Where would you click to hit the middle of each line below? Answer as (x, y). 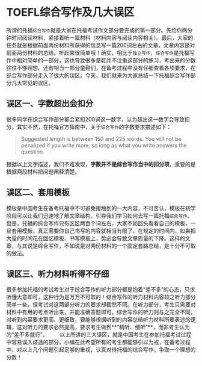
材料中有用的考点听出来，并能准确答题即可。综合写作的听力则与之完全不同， (101, 312)
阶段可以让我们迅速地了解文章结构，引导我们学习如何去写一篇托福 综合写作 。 (99, 216)
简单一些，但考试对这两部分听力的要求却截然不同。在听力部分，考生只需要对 (101, 305)
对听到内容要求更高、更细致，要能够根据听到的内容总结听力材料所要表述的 (98, 320)
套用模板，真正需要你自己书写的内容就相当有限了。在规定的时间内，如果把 (103, 231)
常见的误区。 (38, 82)
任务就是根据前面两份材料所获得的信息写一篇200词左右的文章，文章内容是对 (101, 45)
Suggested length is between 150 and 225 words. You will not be (101, 138)
